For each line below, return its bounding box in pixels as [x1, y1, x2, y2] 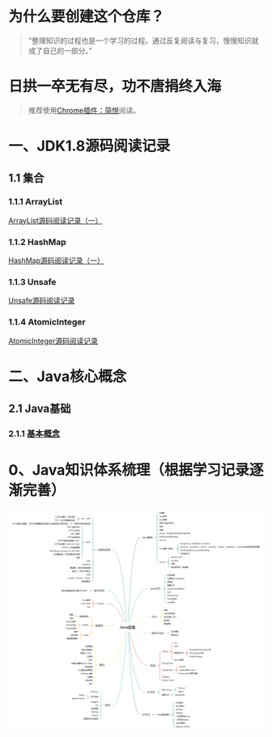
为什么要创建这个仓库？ [8, 7, 165, 26]
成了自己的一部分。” [28, 45, 92, 55]
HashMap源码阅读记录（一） [8, 256, 105, 265]
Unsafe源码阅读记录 [8, 296, 75, 306]
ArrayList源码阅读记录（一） [8, 215, 103, 225]
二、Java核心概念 [8, 367, 127, 385]
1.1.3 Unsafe [8, 276, 57, 287]
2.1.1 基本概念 [8, 428, 61, 439]
